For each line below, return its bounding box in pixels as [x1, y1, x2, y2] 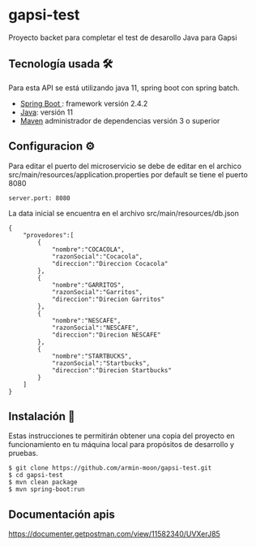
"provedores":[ [23, 231, 75, 239]
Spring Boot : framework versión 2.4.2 [19, 98, 148, 108]
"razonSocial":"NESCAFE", [51, 323, 139, 332]
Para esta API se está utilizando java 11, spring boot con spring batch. [8, 83, 241, 93]
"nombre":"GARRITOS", [51, 280, 126, 289]
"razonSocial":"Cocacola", [51, 252, 143, 261]
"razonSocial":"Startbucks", [51, 359, 151, 367]
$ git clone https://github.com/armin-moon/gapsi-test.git [8, 464, 212, 472]
